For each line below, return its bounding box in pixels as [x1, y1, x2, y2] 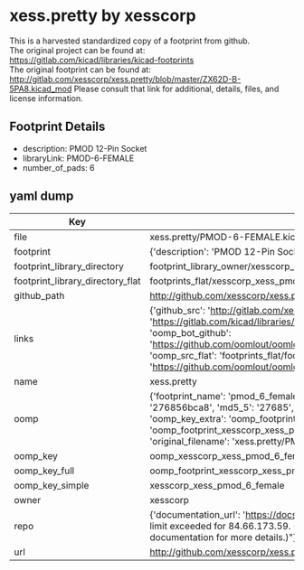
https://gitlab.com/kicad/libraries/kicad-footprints [9, 54, 195, 65]
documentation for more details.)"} [148, 530, 297, 543]
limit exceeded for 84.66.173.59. [148, 519, 291, 532]
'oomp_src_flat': [148, 349, 217, 361]
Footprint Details [9, 119, 106, 135]
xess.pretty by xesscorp [9, 5, 196, 26]
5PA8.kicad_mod [9, 83, 72, 94]
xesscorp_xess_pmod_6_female [148, 479, 285, 491]
